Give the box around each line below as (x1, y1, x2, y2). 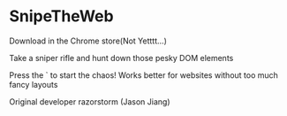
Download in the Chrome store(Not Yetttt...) (9, 35, 168, 46)
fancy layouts (9, 79, 58, 89)
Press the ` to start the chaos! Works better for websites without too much (9, 69, 278, 81)
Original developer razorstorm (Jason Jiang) (9, 96, 170, 107)
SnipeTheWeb (9, 6, 114, 27)
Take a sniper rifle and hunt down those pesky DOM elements (9, 52, 234, 63)
